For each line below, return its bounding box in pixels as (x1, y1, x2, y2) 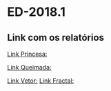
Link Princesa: (7, 50, 48, 58)
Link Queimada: (7, 63, 52, 71)
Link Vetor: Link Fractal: (7, 77, 74, 85)
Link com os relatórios (7, 32, 105, 43)
